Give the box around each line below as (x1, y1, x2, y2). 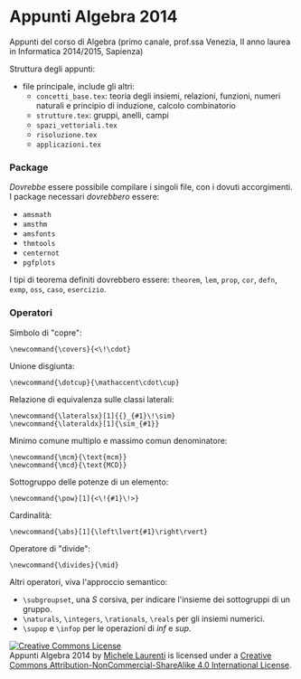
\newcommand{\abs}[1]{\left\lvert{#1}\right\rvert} (9, 527, 208, 536)
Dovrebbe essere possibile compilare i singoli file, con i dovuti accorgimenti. (9, 182, 294, 193)
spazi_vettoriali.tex (35, 120, 118, 130)
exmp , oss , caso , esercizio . (9, 284, 107, 295)
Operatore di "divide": (9, 542, 91, 553)
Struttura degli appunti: (9, 63, 96, 74)
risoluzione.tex (35, 130, 98, 139)
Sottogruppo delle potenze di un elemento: (9, 476, 169, 487)
